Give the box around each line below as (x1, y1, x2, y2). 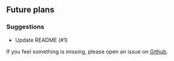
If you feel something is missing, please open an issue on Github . (6, 48, 168, 55)
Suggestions (6, 23, 45, 31)
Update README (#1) (14, 36, 68, 44)
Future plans (6, 5, 54, 15)
